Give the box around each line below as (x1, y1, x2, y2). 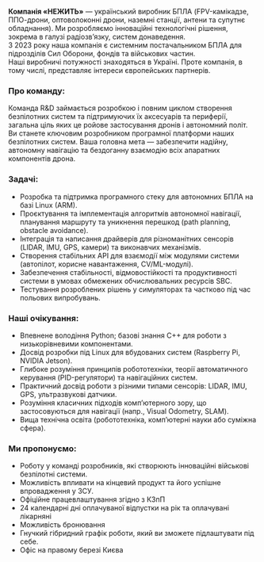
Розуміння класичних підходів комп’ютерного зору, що (19, 398, 207, 407)
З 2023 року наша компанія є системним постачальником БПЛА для (8, 40, 243, 50)
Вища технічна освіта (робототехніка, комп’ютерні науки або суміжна (19, 415, 257, 424)
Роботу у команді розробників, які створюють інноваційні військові (19, 461, 250, 471)
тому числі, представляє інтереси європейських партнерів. (8, 66, 211, 75)
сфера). (19, 423, 46, 433)
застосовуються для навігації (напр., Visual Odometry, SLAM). (19, 406, 229, 415)
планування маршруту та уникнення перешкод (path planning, (19, 217, 231, 227)
